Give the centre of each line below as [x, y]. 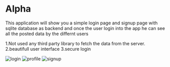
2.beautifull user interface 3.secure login [48, 49]
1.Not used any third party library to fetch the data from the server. [75, 43]
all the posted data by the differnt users [47, 33]
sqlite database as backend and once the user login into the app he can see [85, 28]
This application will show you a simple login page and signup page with [81, 23]
